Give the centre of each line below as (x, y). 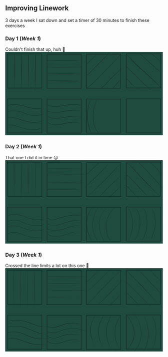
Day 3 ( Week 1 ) (24, 255)
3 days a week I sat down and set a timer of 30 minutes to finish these (77, 20)
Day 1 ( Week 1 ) (23, 38)
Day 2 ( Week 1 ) (24, 147)
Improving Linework (37, 8)
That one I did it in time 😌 (32, 157)
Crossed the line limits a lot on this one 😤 (47, 266)
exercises (15, 25)
